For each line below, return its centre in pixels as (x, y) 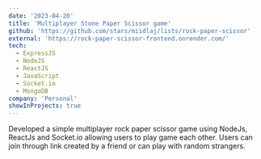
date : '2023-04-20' (41, 16)
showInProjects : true (45, 106)
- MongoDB (32, 91)
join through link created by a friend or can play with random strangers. (127, 146)
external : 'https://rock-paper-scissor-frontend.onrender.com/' (119, 38)
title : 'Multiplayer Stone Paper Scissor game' (90, 23)
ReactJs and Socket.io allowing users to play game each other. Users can (130, 137)
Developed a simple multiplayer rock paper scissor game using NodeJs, (128, 129)
